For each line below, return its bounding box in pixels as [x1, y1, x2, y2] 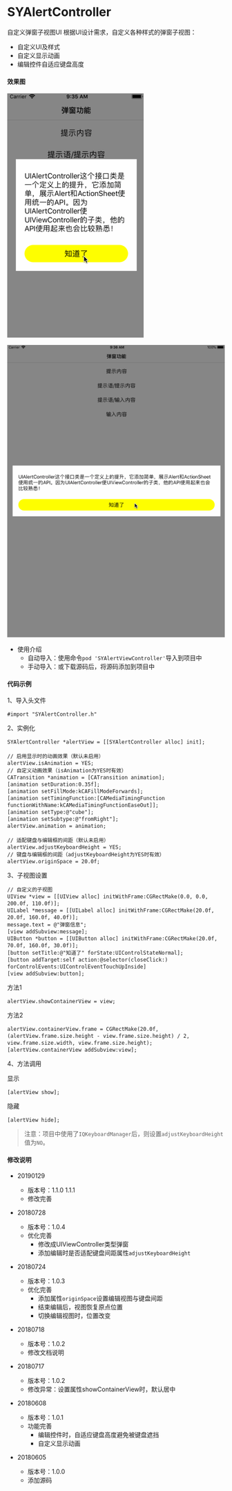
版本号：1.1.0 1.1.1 [27, 1185, 75, 1194]
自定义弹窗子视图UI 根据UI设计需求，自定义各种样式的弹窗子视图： [7, 28, 197, 36]
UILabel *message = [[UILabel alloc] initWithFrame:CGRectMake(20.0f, [7, 907, 215, 915]
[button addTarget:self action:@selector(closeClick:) [7, 957, 168, 964]
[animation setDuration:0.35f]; [7, 781, 100, 788]
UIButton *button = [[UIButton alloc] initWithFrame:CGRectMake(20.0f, [7, 935, 217, 942]
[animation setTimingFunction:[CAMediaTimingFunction [7, 795, 166, 802]
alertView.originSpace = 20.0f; [7, 858, 100, 865]
